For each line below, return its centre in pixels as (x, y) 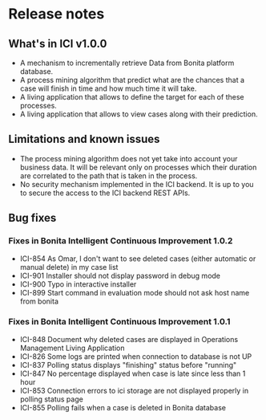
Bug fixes (32, 218)
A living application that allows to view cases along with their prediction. (139, 114)
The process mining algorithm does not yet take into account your (129, 158)
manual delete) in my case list (69, 267)
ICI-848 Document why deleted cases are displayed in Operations (129, 339)
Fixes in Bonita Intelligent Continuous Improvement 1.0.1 (119, 322)
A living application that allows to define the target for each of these (132, 97)
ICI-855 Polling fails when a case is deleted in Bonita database (123, 407)
